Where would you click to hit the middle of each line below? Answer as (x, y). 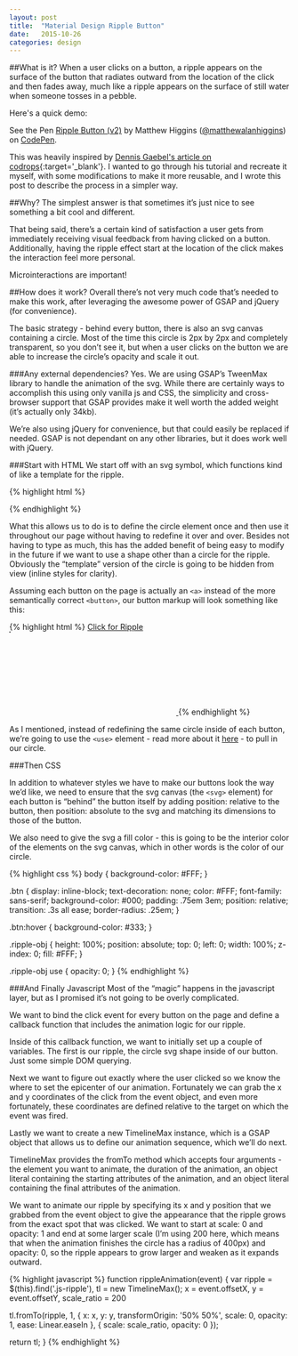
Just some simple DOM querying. (70, 1061)
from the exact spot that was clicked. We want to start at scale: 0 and (136, 1224)
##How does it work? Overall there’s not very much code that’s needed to (144, 292)
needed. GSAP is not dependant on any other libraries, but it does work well (148, 439)
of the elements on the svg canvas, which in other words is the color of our (147, 847)
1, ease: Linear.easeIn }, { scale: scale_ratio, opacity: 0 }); (114, 1325)
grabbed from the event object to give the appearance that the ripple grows (148, 1215)
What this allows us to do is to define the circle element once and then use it (149, 527)
